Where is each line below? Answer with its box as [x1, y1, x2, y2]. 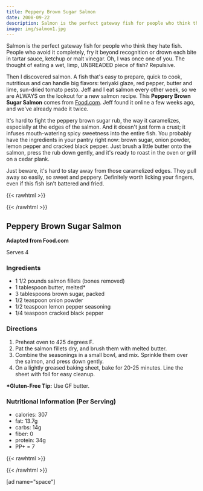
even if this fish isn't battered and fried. [6, 180, 105, 187]
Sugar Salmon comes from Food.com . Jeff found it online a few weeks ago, [6, 99, 195, 106]
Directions [6, 324, 37, 333]
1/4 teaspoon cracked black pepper [14, 309, 104, 317]
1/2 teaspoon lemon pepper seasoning [14, 303, 111, 310]
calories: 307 [14, 411, 48, 418]
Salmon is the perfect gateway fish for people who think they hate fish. [6, 42, 182, 50]
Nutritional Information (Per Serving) [6, 397, 117, 405]
